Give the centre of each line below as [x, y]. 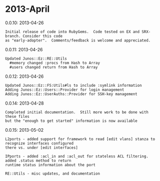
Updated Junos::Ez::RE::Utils [36, 58]
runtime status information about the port [50, 165]
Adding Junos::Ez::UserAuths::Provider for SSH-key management [71, 94]
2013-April [28, 9]
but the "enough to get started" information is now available [71, 121]
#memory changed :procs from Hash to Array [55, 63]
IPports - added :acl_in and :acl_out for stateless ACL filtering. [77, 156]
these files [17, 116]
